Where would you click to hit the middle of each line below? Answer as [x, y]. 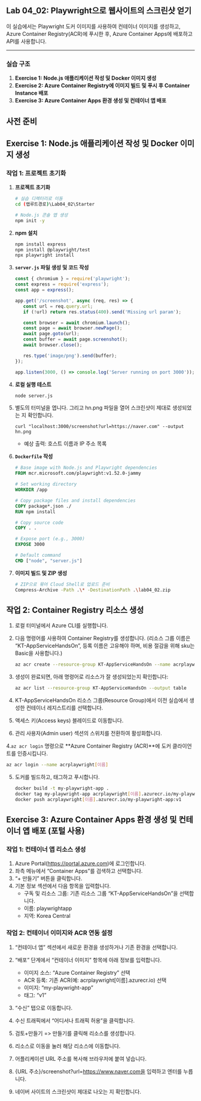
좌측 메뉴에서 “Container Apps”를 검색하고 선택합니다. [79, 871]
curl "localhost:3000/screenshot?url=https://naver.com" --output [99, 427]
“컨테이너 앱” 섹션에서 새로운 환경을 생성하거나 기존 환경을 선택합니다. [96, 947]
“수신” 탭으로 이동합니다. [44, 1008]
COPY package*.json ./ [43, 506]
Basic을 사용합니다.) [39, 653]
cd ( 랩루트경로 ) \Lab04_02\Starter [55, 204]
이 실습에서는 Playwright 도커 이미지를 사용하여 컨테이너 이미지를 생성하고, [93, 26]
